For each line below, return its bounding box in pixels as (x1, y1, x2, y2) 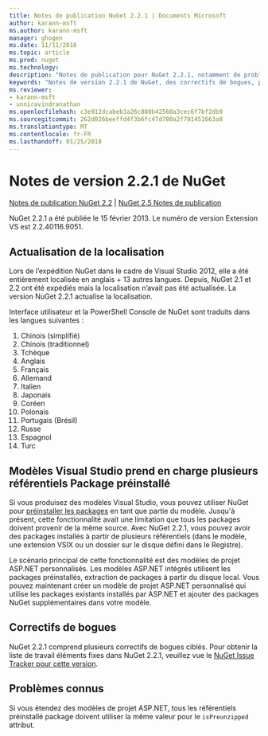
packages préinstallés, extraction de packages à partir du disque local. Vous (9, 573, 260, 582)
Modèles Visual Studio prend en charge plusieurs (9, 464, 258, 478)
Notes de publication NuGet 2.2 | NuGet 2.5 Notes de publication (9, 198, 222, 208)
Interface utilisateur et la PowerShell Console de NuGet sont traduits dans (9, 307, 251, 317)
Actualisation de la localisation (9, 245, 165, 259)
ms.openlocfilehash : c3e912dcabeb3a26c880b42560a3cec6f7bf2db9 (9, 108, 223, 116)
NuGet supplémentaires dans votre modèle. (9, 598, 152, 608)
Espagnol (20, 433, 52, 442)
